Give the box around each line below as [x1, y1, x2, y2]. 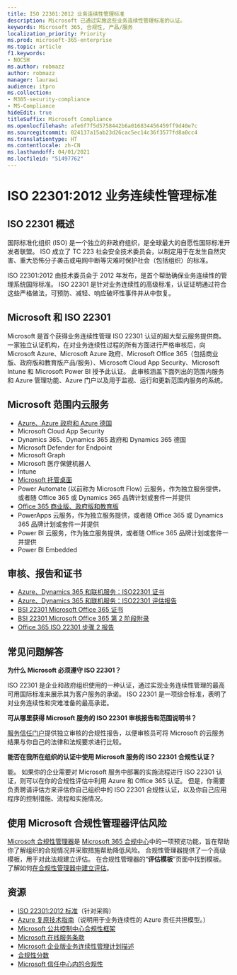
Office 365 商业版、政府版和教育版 [17, 502, 119, 511]
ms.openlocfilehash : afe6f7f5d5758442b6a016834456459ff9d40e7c [7, 122, 198, 130]
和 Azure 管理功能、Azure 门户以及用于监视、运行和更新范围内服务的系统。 [7, 376, 227, 384]
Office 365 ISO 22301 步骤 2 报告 [17, 623, 115, 632]
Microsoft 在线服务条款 [17, 933, 85, 942]
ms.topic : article [7, 43, 62, 50]
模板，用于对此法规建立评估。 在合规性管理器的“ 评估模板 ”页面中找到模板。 [7, 855, 226, 863]
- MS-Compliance [7, 103, 55, 110]
